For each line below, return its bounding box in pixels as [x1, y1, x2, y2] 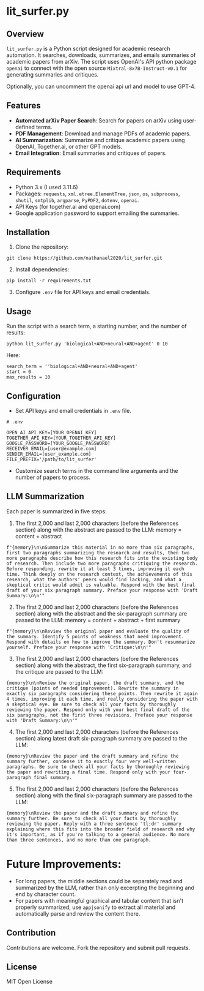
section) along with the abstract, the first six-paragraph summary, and [15, 661, 192, 669]
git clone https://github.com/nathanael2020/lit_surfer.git [6, 255, 163, 262]
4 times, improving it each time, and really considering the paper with [6, 696, 199, 702]
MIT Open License [6, 978, 53, 985]
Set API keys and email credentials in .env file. [15, 407, 131, 415]
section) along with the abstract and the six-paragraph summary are [15, 609, 188, 617]
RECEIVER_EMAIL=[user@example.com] [6, 446, 97, 452]
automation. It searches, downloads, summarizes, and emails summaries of [6, 51, 196, 59]
